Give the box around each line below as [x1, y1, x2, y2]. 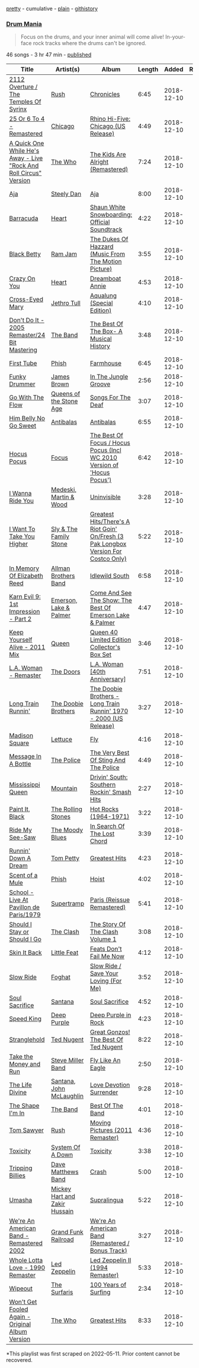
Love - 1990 [9, 1263, 46, 1272]
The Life [9, 1081, 33, 1089]
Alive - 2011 [9, 643, 46, 652]
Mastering [9, 346, 37, 354]
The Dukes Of [89, 235, 129, 243]
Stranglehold [9, 1036, 45, 1044]
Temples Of [9, 98, 41, 106]
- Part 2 [9, 615, 32, 623]
